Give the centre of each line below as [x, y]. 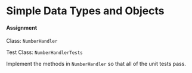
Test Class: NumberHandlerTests [45, 52]
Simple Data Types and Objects [85, 11]
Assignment [22, 27]
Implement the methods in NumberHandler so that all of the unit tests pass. [96, 64]
